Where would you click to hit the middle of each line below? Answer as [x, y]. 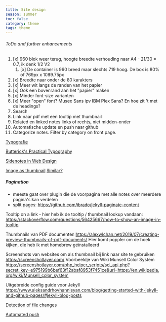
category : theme [22, 23]
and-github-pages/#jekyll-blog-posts [44, 295]
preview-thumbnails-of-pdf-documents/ [47, 240]
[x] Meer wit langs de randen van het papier [58, 85]
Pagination [17, 182]
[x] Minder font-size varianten [43, 96]
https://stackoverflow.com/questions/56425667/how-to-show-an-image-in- [83, 219]
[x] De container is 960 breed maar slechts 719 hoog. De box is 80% [90, 70]
